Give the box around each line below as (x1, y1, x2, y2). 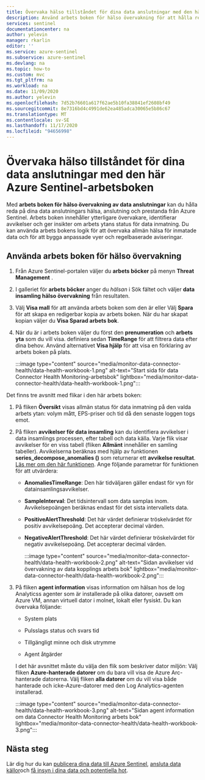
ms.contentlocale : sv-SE (6, 117, 70, 123)
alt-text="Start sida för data (109, 366, 179, 373)
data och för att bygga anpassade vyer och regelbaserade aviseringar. (6, 233, 183, 240)
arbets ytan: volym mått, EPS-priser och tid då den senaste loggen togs (15, 410, 195, 417)
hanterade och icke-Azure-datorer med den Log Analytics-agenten (15, 682, 184, 689)
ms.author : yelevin (6, 94, 56, 100)
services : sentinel (6, 20, 56, 26)
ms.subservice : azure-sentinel (6, 54, 86, 61)
